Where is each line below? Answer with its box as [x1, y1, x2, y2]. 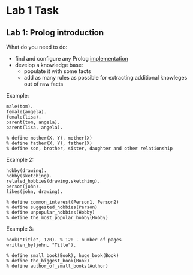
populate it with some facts [23, 68, 91, 75]
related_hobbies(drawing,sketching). [6, 178, 101, 184]
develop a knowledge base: [14, 61, 83, 68]
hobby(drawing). [6, 168, 47, 174]
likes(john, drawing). [6, 189, 63, 195]
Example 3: [6, 225, 34, 232]
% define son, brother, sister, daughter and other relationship [6, 146, 173, 152]
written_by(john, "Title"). [6, 242, 77, 248]
